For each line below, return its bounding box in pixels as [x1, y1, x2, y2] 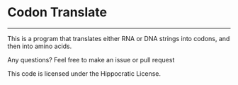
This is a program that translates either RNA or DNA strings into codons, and [7, 34, 230, 42]
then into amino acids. [7, 42, 72, 50]
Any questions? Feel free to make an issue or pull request [7, 55, 175, 64]
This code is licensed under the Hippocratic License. [7, 69, 161, 78]
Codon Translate [7, 4, 108, 21]
